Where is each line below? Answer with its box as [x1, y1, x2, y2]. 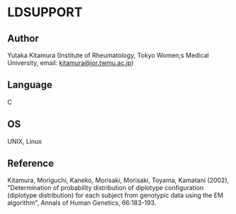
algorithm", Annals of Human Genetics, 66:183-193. [7, 198, 157, 207]
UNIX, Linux [7, 137, 42, 145]
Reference [7, 157, 54, 170]
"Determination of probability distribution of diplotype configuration [7, 184, 203, 192]
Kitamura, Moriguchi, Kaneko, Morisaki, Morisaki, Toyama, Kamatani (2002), [7, 176, 230, 184]
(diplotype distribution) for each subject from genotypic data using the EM [7, 191, 224, 200]
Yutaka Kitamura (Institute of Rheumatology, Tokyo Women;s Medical [7, 51, 209, 59]
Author [7, 32, 39, 44]
